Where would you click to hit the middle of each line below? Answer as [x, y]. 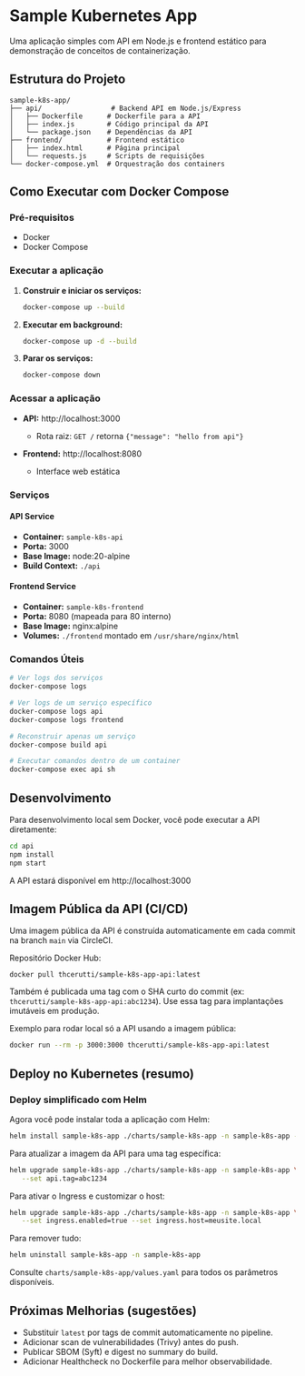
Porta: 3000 [46, 546]
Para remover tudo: [45, 1239]
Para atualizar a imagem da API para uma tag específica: [115, 1153]
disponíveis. [32, 1282]
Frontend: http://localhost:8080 [82, 453]
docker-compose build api [58, 745]
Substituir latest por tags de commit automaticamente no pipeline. [148, 1332]
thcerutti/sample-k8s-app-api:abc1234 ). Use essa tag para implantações [147, 1001]
